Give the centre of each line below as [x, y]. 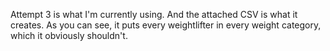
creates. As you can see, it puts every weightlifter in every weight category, [166, 25]
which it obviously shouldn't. [69, 35]
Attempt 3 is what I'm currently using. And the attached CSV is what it [154, 14]
